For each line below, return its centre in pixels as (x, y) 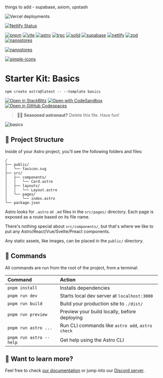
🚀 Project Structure (34, 140)
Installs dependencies (85, 288)
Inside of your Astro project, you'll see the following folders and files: (74, 151)
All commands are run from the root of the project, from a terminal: (72, 268)
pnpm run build (25, 303)
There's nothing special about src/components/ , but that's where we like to (79, 226)
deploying (71, 317)
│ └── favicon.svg (26, 169)
